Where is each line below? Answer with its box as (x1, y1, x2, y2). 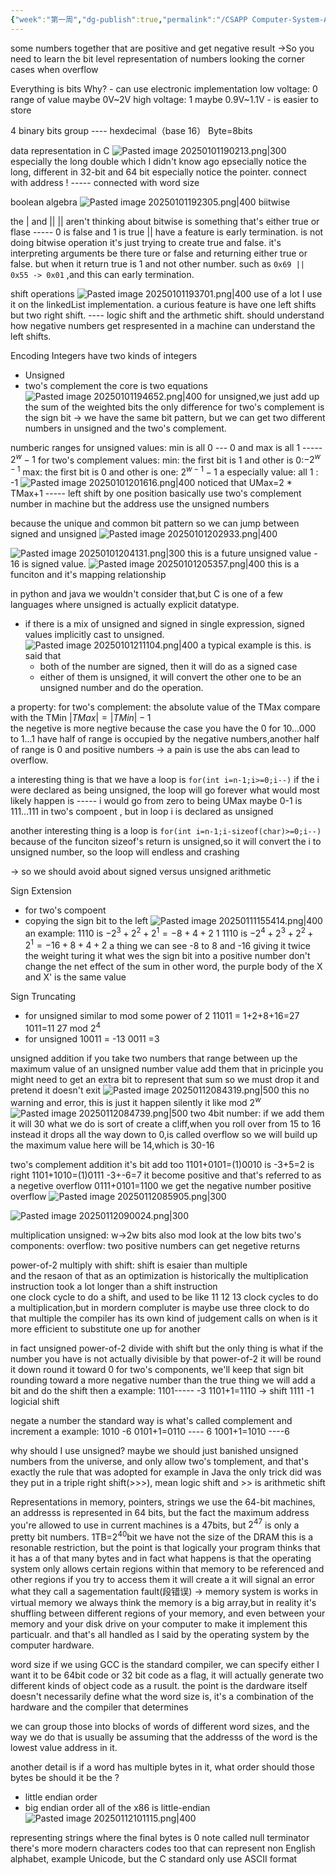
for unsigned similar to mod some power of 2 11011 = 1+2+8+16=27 (24, 1010, 300, 1022)
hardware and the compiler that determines (10, 1701, 189, 1713)
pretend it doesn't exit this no (10, 1084, 310, 1096)
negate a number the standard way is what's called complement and (10, 1414, 293, 1426)
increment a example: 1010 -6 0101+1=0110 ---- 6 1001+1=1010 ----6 (10, 1425, 290, 1437)
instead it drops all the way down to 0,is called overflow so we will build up (10, 1128, 318, 1140)
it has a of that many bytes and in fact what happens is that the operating (10, 1552, 312, 1564)
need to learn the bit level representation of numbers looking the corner (10, 52, 306, 65)
